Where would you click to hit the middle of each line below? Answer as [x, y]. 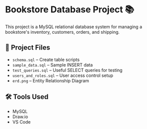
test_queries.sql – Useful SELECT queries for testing [67, 70]
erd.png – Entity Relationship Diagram [51, 80]
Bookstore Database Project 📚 [70, 10]
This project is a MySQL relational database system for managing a [74, 27]
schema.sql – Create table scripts [46, 60]
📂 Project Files [28, 48]
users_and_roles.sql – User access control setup [63, 75]
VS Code [21, 122]
